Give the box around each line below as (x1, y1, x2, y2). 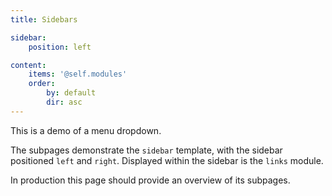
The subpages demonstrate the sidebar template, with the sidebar (10, 144, 283, 156)
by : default (46, 88, 97, 98)
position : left (28, 42, 92, 52)
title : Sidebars (10, 14, 78, 25)
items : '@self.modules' (28, 69, 128, 80)
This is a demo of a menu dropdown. (10, 124, 162, 136)
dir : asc (46, 97, 83, 107)
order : (28, 79, 56, 89)
